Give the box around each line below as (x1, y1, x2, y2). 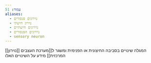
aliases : (5, 12, 23, 16)
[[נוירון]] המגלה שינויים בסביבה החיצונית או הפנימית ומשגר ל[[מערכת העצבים (5, 47, 147, 53)
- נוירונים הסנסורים (9, 30, 40, 34)
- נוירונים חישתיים (9, 25, 38, 30)
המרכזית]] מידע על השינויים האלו (5, 52, 66, 58)
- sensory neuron (9, 34, 45, 39)
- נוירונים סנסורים (9, 16, 38, 21)
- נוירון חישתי (9, 20, 32, 26)
